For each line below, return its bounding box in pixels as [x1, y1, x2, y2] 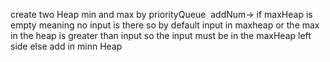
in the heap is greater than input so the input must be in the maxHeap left [10, 30, 312, 41]
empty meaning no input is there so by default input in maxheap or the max [10, 19, 320, 31]
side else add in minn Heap [10, 40, 123, 52]
